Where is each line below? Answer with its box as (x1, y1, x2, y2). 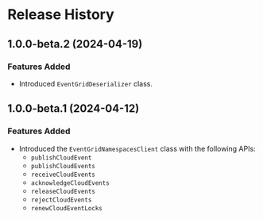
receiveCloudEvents (30, 171, 96, 179)
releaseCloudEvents (30, 187, 96, 195)
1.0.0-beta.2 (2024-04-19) (7, 37, 143, 51)
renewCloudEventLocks (30, 204, 102, 212)
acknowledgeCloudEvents (30, 179, 110, 187)
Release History (7, 6, 114, 24)
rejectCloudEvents (30, 196, 92, 204)
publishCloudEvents (30, 162, 96, 170)
